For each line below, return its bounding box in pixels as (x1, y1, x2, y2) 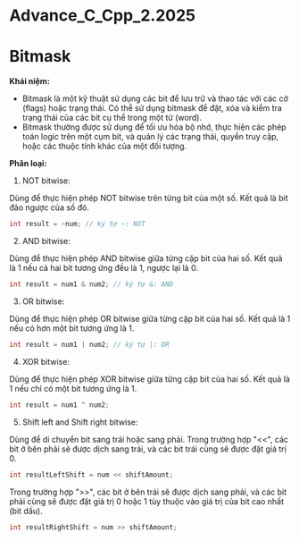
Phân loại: (9, 158, 47, 169)
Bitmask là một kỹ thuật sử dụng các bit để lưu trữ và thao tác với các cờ (21, 93, 288, 104)
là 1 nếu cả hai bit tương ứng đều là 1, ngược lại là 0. (9, 263, 199, 273)
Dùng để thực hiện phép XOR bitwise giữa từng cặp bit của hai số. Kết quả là (9, 373, 290, 385)
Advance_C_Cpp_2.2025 (9, 5, 196, 26)
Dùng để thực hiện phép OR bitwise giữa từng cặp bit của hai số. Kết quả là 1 (9, 313, 291, 324)
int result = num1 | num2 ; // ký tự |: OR (9, 340, 170, 349)
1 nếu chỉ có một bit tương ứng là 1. (9, 383, 137, 393)
